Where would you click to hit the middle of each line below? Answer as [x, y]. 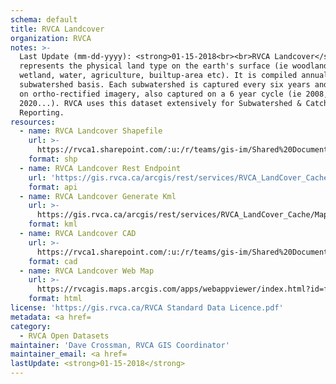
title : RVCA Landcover [57, 29]
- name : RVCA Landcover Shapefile [91, 131]
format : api [53, 187]
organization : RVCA [51, 38]
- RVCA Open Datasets [64, 336]
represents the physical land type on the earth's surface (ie [153, 66]
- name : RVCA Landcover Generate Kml [98, 196]
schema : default [44, 19]
